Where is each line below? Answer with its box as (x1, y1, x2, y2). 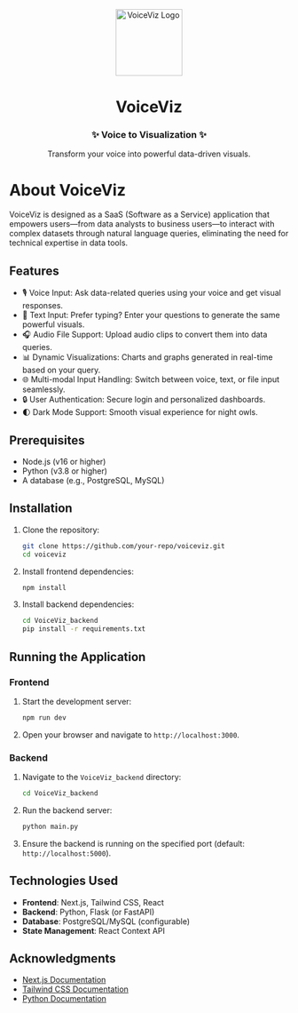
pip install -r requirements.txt (21, 625, 146, 634)
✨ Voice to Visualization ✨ (91, 129, 207, 141)
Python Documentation (21, 993, 106, 1004)
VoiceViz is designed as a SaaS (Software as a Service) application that (9, 209, 271, 220)
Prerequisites (9, 433, 85, 448)
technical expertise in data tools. (9, 237, 129, 248)
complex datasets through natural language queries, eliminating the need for (9, 228, 289, 239)
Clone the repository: (21, 524, 100, 535)
